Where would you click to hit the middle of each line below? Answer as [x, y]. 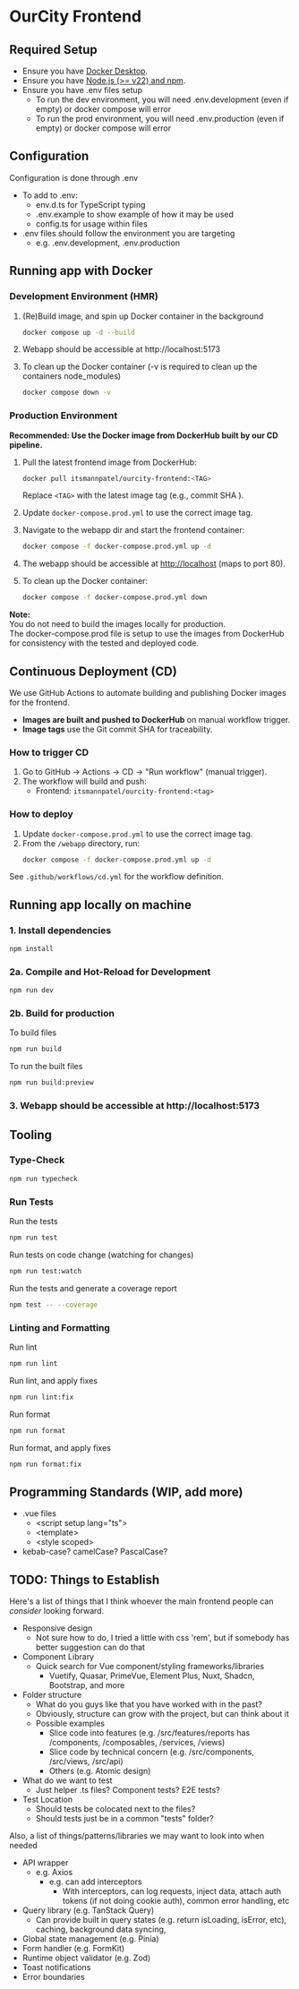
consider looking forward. [57, 1611]
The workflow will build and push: [84, 782]
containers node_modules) [72, 376]
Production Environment [64, 416]
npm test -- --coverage [54, 1305]
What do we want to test [67, 1780]
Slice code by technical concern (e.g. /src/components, [152, 1752]
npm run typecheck [43, 1179]
